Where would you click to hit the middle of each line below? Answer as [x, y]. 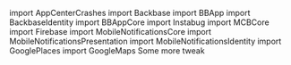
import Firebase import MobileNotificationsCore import [111, 32]
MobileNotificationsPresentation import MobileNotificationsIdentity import [145, 41]
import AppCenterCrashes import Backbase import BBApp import [130, 13]
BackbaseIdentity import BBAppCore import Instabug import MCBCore [140, 22]
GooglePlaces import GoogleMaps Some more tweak [107, 51]
